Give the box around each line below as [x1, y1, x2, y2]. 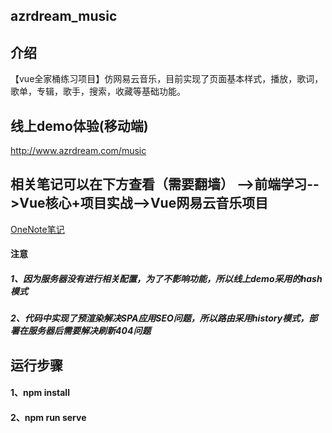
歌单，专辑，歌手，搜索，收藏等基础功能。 [10, 85, 186, 98]
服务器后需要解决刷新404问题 [27, 325, 152, 337]
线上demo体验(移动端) [10, 117, 149, 134]
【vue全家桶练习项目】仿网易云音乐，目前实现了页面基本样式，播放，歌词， [10, 73, 324, 85]
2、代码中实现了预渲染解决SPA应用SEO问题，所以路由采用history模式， [10, 312, 310, 324]
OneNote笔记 [10, 223, 65, 235]
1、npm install [10, 387, 70, 399]
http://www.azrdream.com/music [10, 145, 147, 157]
